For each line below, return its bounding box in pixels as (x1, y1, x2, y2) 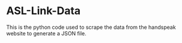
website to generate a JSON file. (6, 29, 87, 37)
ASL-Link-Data (6, 4, 81, 18)
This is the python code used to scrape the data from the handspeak (6, 24, 176, 31)
